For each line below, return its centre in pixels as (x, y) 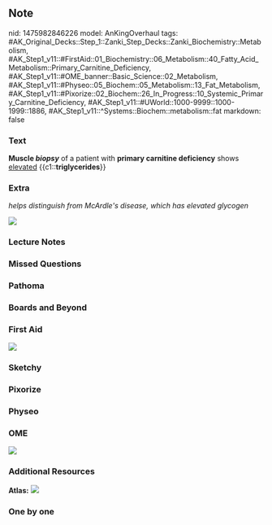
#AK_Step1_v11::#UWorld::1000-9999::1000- (162, 102)
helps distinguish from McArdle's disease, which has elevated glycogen (129, 206)
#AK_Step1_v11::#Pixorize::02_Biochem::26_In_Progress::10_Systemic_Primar (136, 94)
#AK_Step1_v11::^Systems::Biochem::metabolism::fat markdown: (155, 111)
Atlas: (19, 490)
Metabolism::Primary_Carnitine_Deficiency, (80, 68)
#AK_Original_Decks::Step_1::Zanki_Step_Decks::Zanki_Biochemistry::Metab (135, 42)
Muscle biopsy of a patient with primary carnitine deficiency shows (124, 159)
